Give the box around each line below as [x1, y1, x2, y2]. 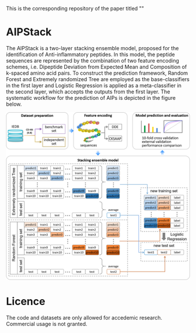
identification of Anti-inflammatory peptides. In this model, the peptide [6, 51, 175, 58]
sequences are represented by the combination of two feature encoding [6, 57, 180, 64]
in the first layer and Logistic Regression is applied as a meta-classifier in [6, 82, 182, 89]
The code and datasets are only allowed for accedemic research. [6, 314, 162, 321]
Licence [6, 294, 45, 308]
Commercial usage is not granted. [6, 320, 87, 327]
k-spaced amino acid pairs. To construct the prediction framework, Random [6, 70, 188, 77]
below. [6, 100, 22, 107]
